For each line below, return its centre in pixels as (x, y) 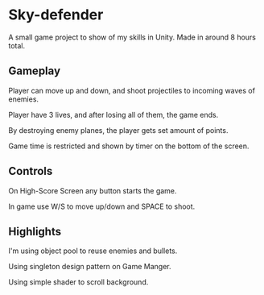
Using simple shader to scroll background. (78, 282)
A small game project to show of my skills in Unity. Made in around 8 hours (132, 37)
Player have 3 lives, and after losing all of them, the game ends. (113, 114)
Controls (31, 171)
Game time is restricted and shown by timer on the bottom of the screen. (129, 146)
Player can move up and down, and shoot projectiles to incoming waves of (132, 90)
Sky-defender (56, 15)
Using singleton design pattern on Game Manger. (90, 267)
